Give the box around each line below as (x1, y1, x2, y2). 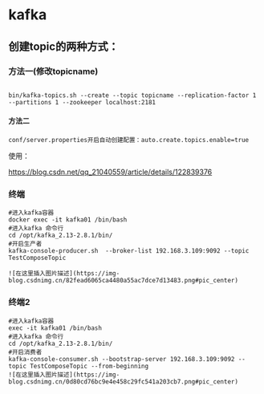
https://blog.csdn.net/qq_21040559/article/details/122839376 (8, 167, 213, 177)
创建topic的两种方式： (8, 39, 119, 53)
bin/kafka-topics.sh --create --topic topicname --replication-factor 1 (8, 91, 257, 100)
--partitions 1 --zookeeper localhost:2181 (8, 98, 156, 106)
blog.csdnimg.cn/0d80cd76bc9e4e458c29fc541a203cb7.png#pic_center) (8, 377, 239, 386)
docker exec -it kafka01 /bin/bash (8, 216, 128, 224)
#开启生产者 (8, 240, 43, 248)
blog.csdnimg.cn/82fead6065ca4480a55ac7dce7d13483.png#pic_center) (8, 277, 239, 285)
